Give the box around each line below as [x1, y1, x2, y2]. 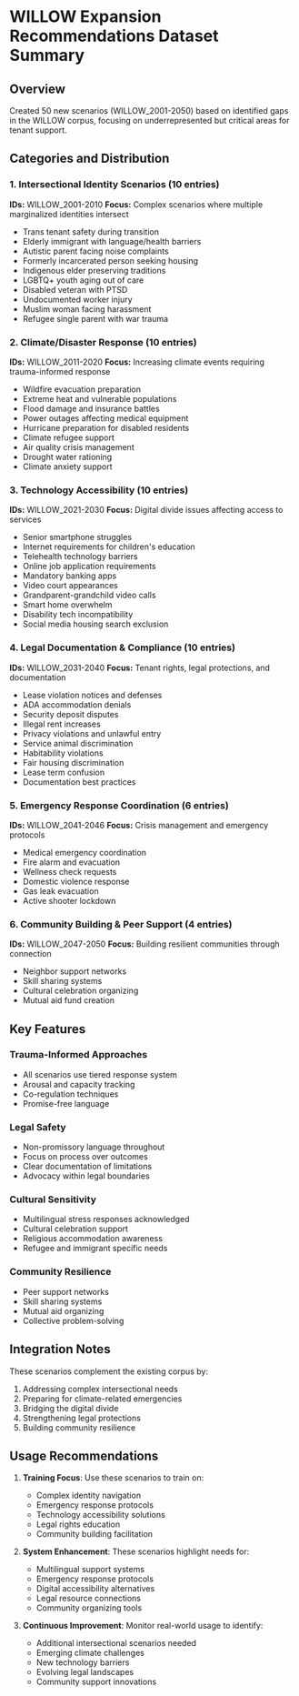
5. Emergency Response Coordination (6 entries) [9, 798, 229, 811]
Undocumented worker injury [22, 294, 134, 305]
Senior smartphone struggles [22, 532, 133, 543]
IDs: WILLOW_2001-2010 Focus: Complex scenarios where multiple [9, 198, 264, 210]
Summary [9, 45, 85, 65]
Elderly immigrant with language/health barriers [22, 236, 202, 246]
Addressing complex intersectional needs [22, 1383, 179, 1394]
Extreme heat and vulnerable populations [22, 393, 177, 404]
